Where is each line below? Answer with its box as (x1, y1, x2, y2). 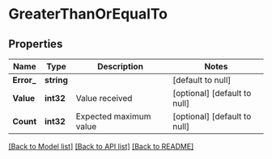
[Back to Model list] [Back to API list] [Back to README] (8, 142, 194, 151)
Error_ (12, 74, 36, 86)
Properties (8, 37, 63, 51)
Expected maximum (75, 111, 151, 122)
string (44, 74, 69, 86)
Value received (75, 93, 133, 103)
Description (96, 61, 144, 72)
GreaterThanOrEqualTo (8, 5, 168, 23)
